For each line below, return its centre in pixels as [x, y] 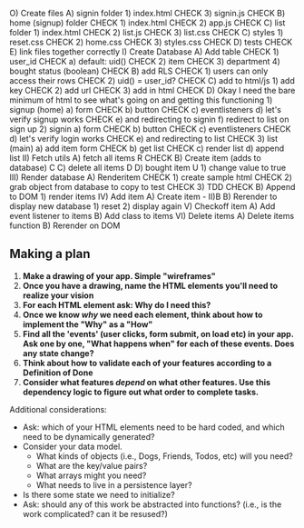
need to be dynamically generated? [88, 436]
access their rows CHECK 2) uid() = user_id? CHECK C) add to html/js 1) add [152, 80]
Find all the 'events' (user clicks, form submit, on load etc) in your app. [158, 334]
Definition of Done [58, 373]
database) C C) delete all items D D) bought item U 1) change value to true [148, 168]
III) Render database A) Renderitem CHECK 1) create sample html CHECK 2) [151, 177]
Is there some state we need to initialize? [98, 494]
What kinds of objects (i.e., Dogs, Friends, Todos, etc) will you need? [164, 456]
